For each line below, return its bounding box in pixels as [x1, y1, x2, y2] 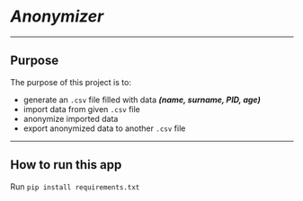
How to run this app [10, 157, 122, 172]
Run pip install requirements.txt [10, 181, 140, 192]
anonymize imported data [22, 113, 119, 124]
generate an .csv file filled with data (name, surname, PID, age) [22, 94, 262, 105]
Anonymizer [10, 6, 104, 27]
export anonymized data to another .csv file [22, 123, 186, 134]
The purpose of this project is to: [10, 76, 131, 87]
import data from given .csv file [22, 103, 140, 114]
